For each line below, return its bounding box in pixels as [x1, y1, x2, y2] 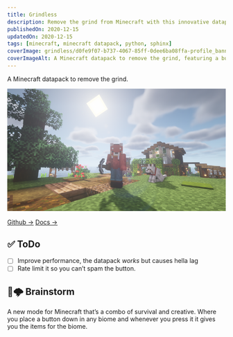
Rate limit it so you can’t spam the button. [17, 264, 136, 273]
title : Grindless [7, 11, 58, 18]
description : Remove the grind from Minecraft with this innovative [7, 18, 209, 26]
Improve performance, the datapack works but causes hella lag [17, 257, 199, 265]
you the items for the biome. [7, 322, 88, 331]
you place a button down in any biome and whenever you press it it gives [7, 315, 216, 323]
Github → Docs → [7, 218, 58, 226]
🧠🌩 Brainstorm [7, 286, 75, 298]
